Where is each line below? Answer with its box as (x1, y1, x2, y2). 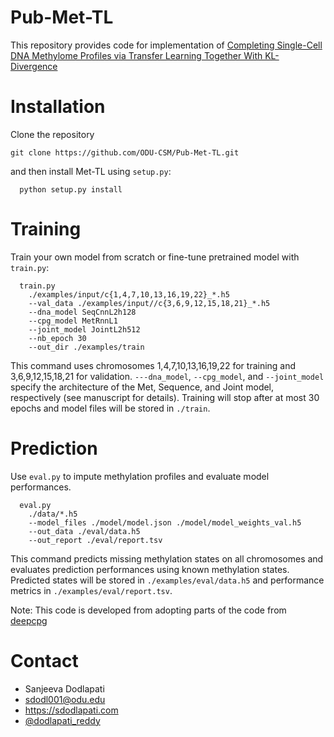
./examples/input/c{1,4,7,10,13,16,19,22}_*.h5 (28, 289, 230, 300)
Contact (10, 649, 79, 672)
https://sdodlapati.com (24, 704, 119, 716)
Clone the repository (10, 128, 95, 140)
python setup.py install (19, 184, 123, 195)
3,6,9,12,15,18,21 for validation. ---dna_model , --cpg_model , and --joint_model (10, 370, 325, 382)
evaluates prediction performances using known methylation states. (10, 563, 290, 575)
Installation (10, 96, 106, 118)
